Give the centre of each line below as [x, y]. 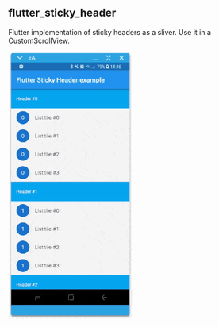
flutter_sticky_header [62, 13]
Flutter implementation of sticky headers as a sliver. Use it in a [110, 32]
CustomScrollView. [39, 40]
